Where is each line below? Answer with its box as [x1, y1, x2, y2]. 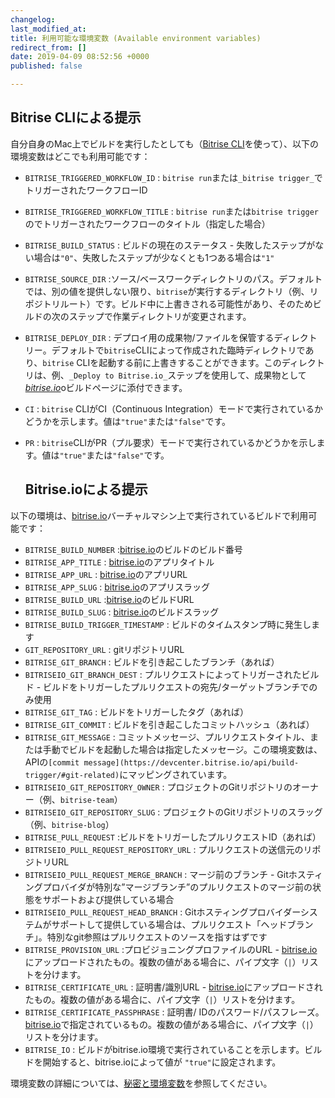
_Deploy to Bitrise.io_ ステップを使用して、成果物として [68, 369, 307, 381]
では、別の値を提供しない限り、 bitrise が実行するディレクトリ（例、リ [24, 285, 319, 297]
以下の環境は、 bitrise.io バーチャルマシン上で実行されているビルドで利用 [10, 509, 309, 521]
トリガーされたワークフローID [24, 184, 148, 196]
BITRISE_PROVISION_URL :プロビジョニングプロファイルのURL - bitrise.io [24, 943, 318, 955]
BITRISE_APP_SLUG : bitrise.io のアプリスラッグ [24, 581, 210, 593]
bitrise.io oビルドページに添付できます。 [24, 381, 188, 393]
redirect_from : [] [10, 42, 87, 53]
